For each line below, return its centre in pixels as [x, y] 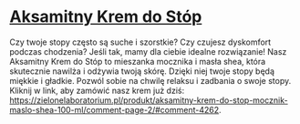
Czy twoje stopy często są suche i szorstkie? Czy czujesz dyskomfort [140, 42]
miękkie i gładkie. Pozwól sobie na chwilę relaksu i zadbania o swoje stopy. [150, 80]
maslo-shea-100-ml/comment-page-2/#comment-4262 [114, 109]
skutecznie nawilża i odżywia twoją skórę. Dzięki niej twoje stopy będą [142, 71]
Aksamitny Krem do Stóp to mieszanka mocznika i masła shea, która [138, 61]
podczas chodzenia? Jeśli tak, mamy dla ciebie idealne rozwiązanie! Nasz [148, 51]
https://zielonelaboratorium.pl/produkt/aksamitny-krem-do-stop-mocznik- [149, 100]
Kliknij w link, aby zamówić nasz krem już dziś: [97, 90]
